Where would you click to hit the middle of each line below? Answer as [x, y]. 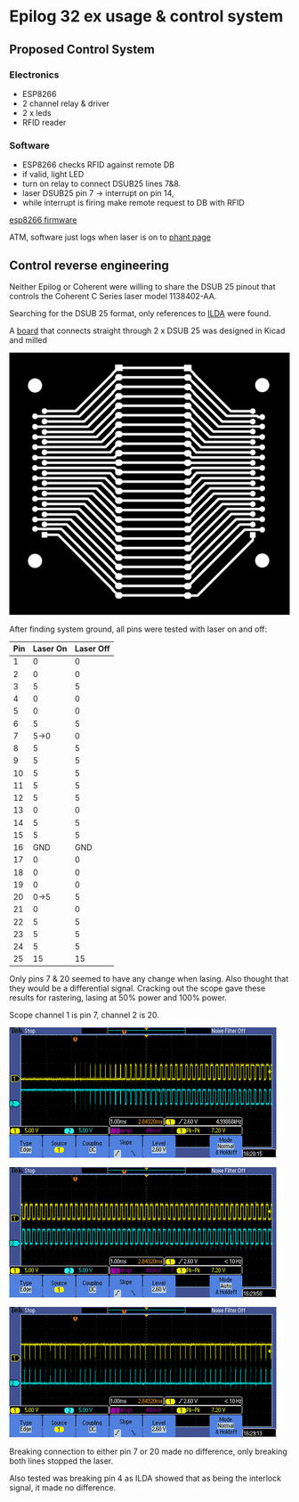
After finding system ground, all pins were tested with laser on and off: [138, 629]
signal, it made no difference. [63, 1487]
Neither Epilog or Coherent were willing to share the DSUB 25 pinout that [142, 286]
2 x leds [36, 112]
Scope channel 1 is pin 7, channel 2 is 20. [85, 1015]
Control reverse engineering [89, 265]
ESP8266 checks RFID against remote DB [98, 165]
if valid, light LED [53, 175]
